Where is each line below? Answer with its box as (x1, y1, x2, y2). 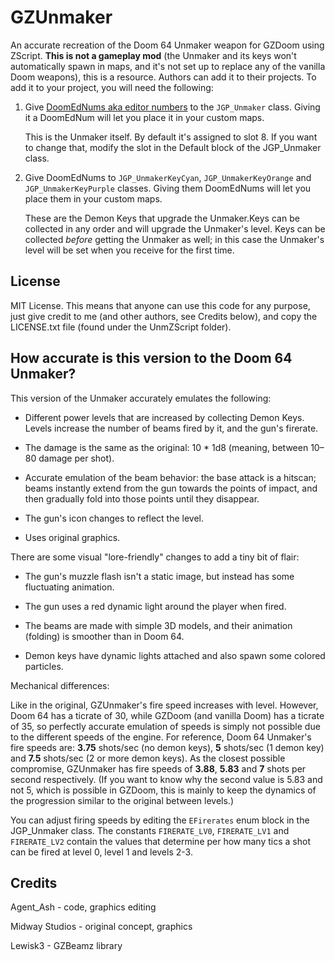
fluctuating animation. (24, 581, 115, 593)
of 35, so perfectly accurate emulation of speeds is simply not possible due (10, 720, 321, 732)
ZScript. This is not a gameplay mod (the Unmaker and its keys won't (10, 49, 297, 61)
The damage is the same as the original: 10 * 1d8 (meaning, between (24, 441, 309, 453)
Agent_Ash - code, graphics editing (10, 901, 157, 913)
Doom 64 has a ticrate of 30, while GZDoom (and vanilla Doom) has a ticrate (10, 709, 325, 721)
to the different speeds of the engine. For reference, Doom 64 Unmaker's (10, 731, 312, 743)
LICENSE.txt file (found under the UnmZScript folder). (10, 321, 232, 333)
